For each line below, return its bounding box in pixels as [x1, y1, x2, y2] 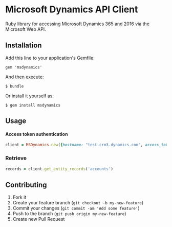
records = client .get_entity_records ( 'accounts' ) [5, 166, 114, 171]
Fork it [12, 194, 27, 200]
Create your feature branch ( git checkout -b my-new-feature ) [12, 200, 144, 206]
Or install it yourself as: [5, 93, 54, 99]
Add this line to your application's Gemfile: [5, 55, 95, 61]
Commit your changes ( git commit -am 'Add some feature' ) [12, 205, 140, 212]
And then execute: [5, 74, 44, 80]
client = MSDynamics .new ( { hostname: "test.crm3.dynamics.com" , [5, 143, 143, 148]
